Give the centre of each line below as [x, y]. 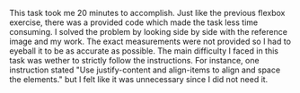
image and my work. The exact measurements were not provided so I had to [150, 41]
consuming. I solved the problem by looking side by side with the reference [148, 32]
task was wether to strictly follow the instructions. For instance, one [134, 60]
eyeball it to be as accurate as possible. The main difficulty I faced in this [144, 51]
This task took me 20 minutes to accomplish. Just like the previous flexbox [147, 13]
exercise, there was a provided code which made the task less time [134, 22]
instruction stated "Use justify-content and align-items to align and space [145, 70]
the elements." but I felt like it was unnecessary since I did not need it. [139, 79]
